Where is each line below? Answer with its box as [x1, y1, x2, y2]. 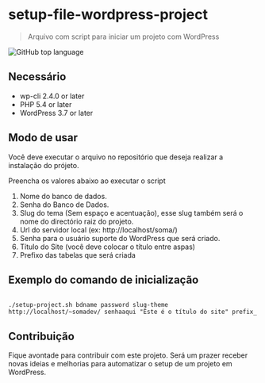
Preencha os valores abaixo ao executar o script [8, 176, 167, 186]
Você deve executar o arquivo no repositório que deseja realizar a [8, 152, 224, 162]
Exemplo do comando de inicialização [8, 273, 199, 286]
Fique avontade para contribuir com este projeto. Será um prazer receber [8, 350, 248, 360]
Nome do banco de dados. [19, 191, 107, 201]
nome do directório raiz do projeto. [19, 216, 134, 226]
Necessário [8, 70, 67, 84]
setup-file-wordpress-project [8, 6, 209, 24]
